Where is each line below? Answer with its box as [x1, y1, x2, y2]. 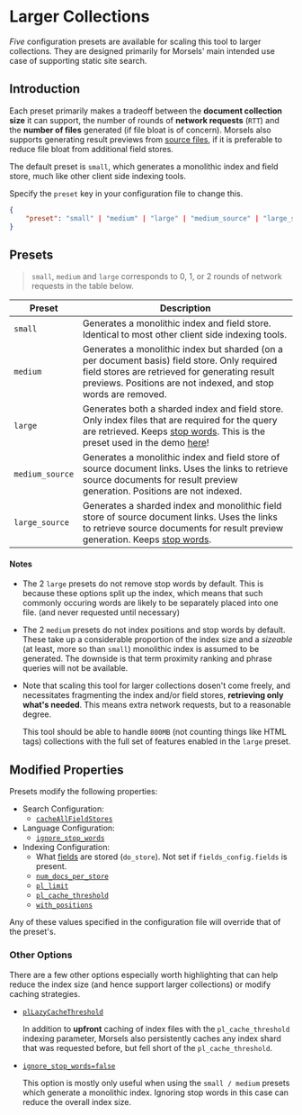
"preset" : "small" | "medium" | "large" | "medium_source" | [25, 213, 260, 222]
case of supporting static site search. [9, 55, 147, 66]
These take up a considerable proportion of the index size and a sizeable [22, 634, 293, 645]
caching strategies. [9, 988, 81, 999]
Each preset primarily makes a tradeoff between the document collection [9, 105, 283, 116]
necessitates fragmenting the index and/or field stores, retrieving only [22, 690, 284, 701]
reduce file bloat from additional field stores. [9, 143, 173, 154]
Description [159, 302, 211, 314]
